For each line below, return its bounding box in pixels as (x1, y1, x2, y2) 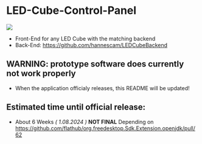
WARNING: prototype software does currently (6, 59, 184, 70)
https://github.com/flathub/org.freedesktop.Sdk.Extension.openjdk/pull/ (15, 125, 196, 132)
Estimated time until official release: (6, 102, 146, 113)
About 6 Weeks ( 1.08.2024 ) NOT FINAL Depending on (15, 118, 154, 125)
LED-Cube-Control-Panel (6, 4, 137, 18)
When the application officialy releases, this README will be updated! (15, 84, 190, 91)
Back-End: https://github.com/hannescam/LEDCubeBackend (15, 41, 168, 48)
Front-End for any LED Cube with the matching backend (15, 34, 156, 42)
